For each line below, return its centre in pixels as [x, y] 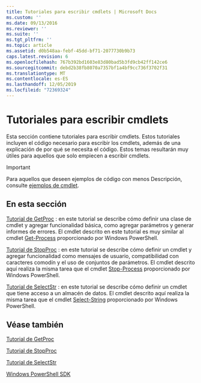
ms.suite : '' [22, 34]
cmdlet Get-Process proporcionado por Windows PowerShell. [82, 237]
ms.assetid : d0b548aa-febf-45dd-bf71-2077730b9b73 [71, 51]
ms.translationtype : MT [36, 73]
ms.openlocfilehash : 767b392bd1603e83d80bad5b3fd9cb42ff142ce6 [87, 62]
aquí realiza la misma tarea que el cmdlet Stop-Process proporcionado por [98, 269]
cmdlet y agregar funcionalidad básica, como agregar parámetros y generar [100, 225]
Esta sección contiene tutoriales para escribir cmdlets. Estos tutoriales [93, 136]
